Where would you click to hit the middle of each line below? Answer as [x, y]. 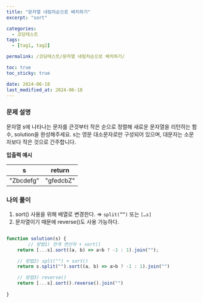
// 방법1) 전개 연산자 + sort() [65, 244]
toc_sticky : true [28, 73]
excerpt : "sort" [27, 18]
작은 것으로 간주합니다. [49, 142]
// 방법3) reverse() [42, 277]
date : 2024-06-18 [28, 84]
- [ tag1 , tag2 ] [31, 46]
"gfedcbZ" [60, 180]
